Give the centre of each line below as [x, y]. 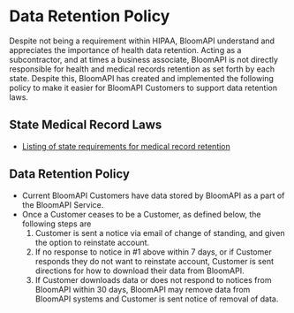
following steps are [57, 224]
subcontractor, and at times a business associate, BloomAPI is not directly [143, 59]
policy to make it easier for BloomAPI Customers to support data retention [143, 88]
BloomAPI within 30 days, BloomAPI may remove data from [143, 289]
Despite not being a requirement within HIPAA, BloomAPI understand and [142, 41]
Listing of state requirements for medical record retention [126, 146]
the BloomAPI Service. [63, 204]
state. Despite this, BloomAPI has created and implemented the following [141, 78]
